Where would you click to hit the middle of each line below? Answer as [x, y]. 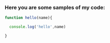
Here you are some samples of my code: [55, 7]
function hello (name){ [29, 18]
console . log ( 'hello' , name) [38, 27]
